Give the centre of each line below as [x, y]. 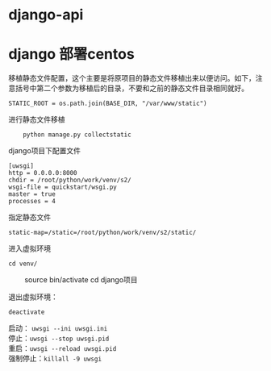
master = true [32, 194]
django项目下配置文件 [45, 151]
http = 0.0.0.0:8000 [43, 173]
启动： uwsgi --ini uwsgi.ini [58, 328]
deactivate [27, 312]
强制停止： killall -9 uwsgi [55, 358]
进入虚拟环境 [29, 248]
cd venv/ [23, 264]
